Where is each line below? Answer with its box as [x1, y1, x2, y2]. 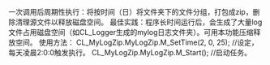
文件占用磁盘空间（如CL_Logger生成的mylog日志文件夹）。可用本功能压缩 [8, 28, 254, 37]
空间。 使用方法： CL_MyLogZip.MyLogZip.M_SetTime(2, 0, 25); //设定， [15, 37, 259, 47]
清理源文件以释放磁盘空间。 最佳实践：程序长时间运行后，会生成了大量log [15, 17, 263, 27]
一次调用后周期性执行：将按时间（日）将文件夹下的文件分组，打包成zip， [8, 7, 253, 16]
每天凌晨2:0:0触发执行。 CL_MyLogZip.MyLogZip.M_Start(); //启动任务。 [8, 48, 251, 57]
